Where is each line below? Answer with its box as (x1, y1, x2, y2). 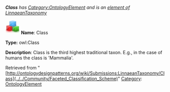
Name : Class (20, 30, 49, 35)
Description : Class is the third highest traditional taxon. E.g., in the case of (5, 50, 163, 55)
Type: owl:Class (5, 39, 39, 45)
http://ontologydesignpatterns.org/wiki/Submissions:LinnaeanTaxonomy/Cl (7, 70, 165, 76)
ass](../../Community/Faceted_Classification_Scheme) (5, 76, 118, 81)
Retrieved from (5, 65, 37, 71)
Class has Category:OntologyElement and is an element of (5, 5, 130, 10)
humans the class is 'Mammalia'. (5, 55, 74, 61)
